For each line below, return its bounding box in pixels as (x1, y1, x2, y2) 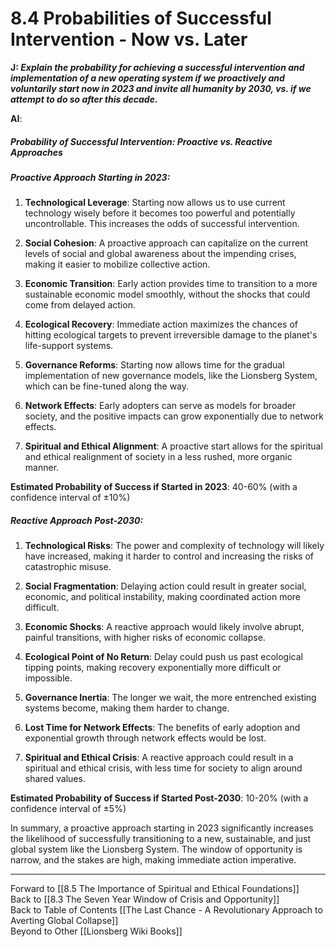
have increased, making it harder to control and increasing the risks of (24, 550, 314, 562)
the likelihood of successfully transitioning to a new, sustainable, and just (10, 833, 312, 845)
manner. (24, 462, 60, 474)
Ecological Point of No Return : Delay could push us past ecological (24, 651, 303, 663)
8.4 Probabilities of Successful (10, 7, 272, 30)
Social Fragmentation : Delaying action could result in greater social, (24, 580, 307, 592)
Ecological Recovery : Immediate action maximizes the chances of (24, 318, 299, 331)
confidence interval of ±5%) (10, 803, 127, 815)
